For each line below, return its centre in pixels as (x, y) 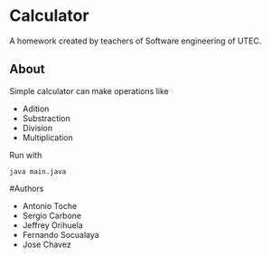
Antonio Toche (50, 205)
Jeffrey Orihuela (52, 225)
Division (37, 128)
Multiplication (48, 138)
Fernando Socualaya (61, 234)
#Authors (27, 188)
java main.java (38, 171)
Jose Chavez (47, 244)
